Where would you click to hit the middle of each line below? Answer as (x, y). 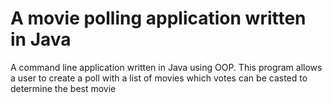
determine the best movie (63, 88)
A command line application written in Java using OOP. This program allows (166, 67)
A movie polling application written (158, 18)
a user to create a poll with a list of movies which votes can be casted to (159, 78)
